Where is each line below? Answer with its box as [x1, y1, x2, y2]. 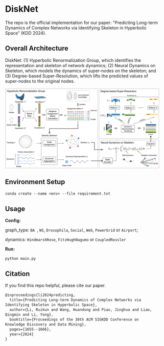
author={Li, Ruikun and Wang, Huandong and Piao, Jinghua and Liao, [9, 307, 152, 312]
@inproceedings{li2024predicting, [5, 293, 76, 297]
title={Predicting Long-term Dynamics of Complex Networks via [9, 297, 141, 302]
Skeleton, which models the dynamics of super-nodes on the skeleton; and [5, 68, 156, 74]
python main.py [5, 256, 36, 261]
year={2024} [9, 332, 34, 337]
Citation [5, 270, 30, 278]
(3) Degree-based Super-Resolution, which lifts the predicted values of [5, 73, 148, 79]
